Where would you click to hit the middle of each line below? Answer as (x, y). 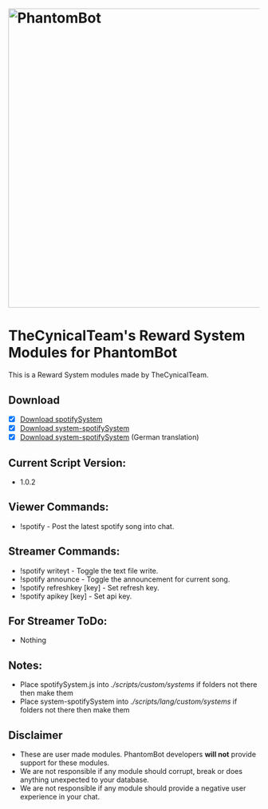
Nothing (33, 640)
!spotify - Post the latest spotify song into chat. (97, 526)
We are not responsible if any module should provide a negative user (133, 788)
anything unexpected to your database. (85, 779)
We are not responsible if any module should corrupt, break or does (131, 771)
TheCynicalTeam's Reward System (127, 336)
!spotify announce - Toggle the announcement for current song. (125, 579)
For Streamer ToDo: (58, 621)
